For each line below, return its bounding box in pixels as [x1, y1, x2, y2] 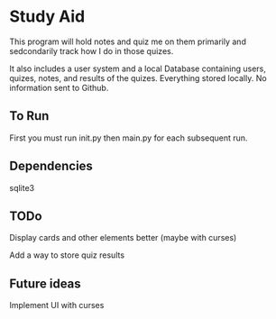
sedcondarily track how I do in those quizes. [9, 45, 174, 56]
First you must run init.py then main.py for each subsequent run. [9, 132, 248, 143]
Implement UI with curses [9, 300, 105, 311]
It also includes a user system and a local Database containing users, [9, 63, 266, 74]
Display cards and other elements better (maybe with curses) [9, 232, 237, 243]
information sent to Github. [9, 82, 109, 93]
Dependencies [9, 159, 93, 174]
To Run [9, 108, 50, 123]
